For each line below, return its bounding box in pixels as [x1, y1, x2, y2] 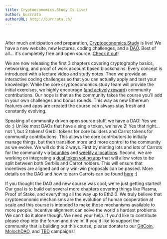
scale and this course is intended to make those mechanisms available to [5, 202, 156, 208]
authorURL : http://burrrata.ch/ [5, 16, 72, 21]
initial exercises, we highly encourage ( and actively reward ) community [5, 87, 152, 93]
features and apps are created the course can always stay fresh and [5, 103, 146, 109]
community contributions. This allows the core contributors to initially [5, 133, 148, 140]
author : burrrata [5, 12, 41, 17]
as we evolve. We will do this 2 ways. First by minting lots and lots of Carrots [5, 144, 163, 150]
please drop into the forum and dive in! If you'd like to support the [5, 218, 140, 224]
